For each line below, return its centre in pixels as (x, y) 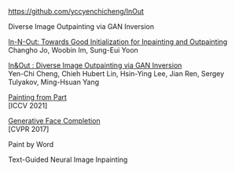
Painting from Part (37, 97)
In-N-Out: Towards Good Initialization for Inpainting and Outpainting (118, 42)
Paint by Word (31, 144)
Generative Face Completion (54, 121)
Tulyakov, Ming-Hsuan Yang (54, 82)
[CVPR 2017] (29, 129)
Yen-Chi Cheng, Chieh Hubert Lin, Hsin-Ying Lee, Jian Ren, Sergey (116, 73)
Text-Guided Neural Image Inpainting (68, 159)
